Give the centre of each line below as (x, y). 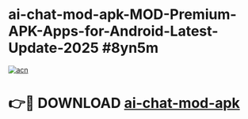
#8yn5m (130, 48)
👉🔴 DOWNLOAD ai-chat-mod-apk (124, 103)
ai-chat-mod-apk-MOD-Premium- (122, 15)
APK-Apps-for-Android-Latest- (113, 31)
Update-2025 (53, 48)
